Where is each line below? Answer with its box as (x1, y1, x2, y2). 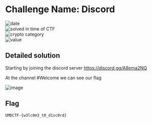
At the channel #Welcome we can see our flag (5, 75, 102, 81)
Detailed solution (5, 51, 60, 60)
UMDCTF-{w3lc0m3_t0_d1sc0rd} (5, 113, 67, 118)
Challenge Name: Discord (5, 4, 116, 15)
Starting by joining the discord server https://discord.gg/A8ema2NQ (5, 65, 147, 71)
